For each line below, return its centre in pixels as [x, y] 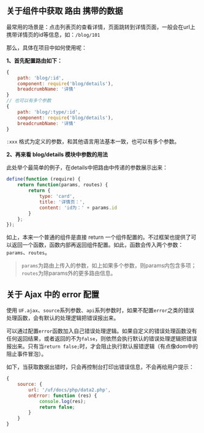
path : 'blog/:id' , [41, 78]
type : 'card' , [57, 197]
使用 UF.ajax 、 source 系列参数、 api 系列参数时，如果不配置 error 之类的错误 [100, 311]
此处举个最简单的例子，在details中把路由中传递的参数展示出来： [87, 168]
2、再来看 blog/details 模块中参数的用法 [57, 154]
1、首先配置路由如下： [35, 61]
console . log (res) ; [62, 401]
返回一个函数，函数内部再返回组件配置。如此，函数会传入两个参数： [97, 245]
